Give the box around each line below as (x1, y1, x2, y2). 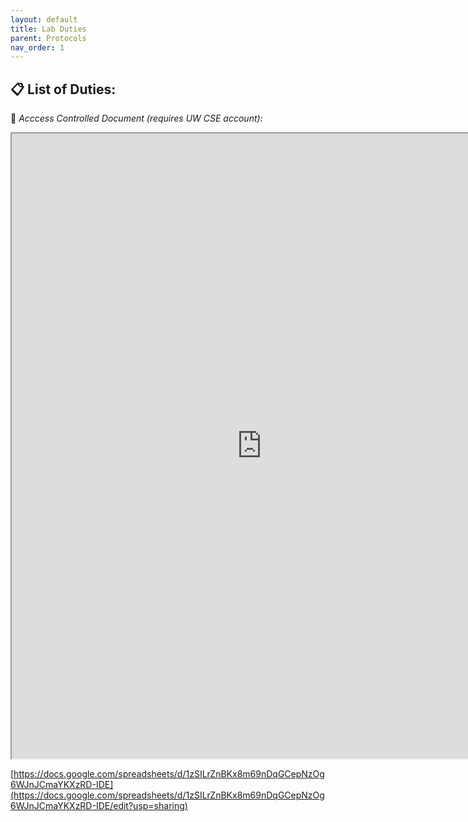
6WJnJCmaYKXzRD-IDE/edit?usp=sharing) (10, 800, 188, 812)
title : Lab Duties (10, 24, 87, 34)
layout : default (10, 14, 78, 25)
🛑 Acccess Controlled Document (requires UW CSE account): (10, 112, 263, 125)
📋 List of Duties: (10, 81, 117, 98)
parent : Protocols (10, 33, 87, 43)
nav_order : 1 (10, 42, 65, 53)
